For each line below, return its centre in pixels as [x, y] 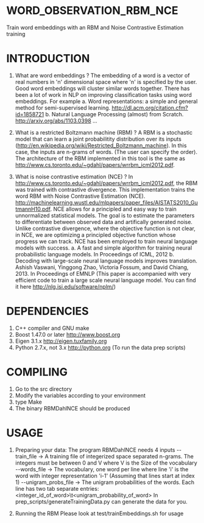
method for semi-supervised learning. [63, 108]
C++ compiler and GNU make [52, 328]
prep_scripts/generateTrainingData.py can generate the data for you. [101, 501]
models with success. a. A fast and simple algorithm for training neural [104, 248]
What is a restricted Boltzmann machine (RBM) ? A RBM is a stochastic [104, 132]
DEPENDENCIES [48, 311]
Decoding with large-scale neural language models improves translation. [106, 261]
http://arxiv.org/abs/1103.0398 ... [56, 121]
